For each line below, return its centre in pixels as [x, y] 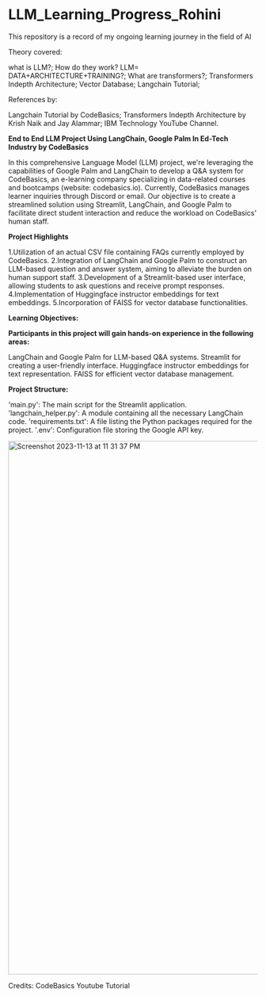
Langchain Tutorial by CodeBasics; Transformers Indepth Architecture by [127, 115]
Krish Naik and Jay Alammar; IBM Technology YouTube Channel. [114, 123]
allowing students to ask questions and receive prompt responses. [116, 285]
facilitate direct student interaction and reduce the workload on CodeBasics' [133, 212]
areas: [19, 342]
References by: [33, 99]
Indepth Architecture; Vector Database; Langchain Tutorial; [104, 84]
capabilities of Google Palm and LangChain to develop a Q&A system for [126, 170]
